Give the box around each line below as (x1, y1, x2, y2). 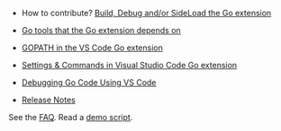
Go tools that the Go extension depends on (21, 25, 181, 35)
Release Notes (21, 94, 76, 105)
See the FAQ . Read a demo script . (8, 112, 133, 122)
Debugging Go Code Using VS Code (21, 77, 157, 88)
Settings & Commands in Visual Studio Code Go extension (21, 60, 238, 70)
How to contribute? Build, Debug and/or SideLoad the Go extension (21, 8, 272, 18)
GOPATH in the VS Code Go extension (21, 42, 163, 53)
